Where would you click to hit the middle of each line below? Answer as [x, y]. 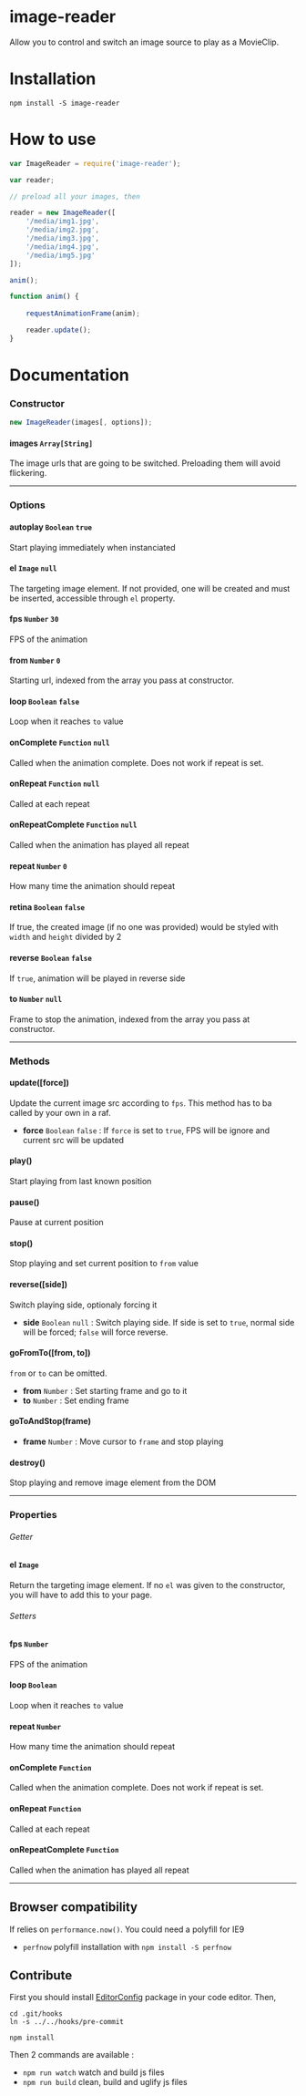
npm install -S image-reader [65, 103]
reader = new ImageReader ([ [63, 213]
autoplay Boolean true [51, 527]
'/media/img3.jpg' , [63, 239]
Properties [33, 1515]
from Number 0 [35, 660]
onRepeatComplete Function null [73, 825]
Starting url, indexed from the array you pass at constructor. [122, 680]
